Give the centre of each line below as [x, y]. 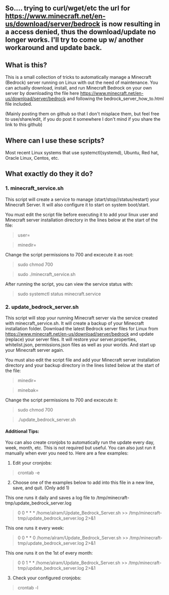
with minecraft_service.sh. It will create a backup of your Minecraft [75, 323]
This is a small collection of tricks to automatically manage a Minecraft [78, 77]
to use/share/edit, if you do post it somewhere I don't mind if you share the [83, 119]
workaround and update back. [54, 48]
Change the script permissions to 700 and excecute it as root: [69, 254]
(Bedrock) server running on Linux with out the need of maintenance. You [81, 82]
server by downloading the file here [42, 94]
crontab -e [29, 473]
